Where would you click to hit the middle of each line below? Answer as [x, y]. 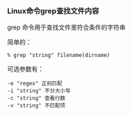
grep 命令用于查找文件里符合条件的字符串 [67, 27]
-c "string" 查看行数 [36, 99]
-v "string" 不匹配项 [36, 106]
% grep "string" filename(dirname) [59, 56]
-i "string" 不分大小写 [39, 91]
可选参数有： [25, 69]
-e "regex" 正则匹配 [35, 84]
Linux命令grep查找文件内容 [53, 10]
